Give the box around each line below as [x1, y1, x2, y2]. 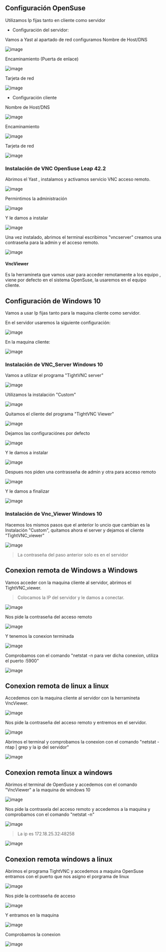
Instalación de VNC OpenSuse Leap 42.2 [5, 165, 106, 172]
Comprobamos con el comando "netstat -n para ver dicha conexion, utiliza [5, 652, 159, 658]
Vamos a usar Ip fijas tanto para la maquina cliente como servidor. [5, 310, 141, 316]
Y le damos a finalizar [5, 488, 50, 494]
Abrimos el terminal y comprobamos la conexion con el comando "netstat [5, 739, 156, 745]
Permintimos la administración [5, 195, 67, 201]
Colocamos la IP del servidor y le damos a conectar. [17, 594, 125, 600]
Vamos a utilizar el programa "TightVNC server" [5, 373, 104, 379]
